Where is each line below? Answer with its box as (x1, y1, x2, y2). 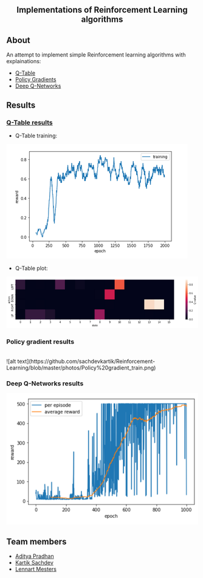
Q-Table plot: (15, 264, 48, 272)
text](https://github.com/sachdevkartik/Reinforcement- (17, 358, 156, 365)
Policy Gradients (15, 76, 57, 83)
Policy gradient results (6, 337, 75, 346)
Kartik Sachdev (15, 559, 53, 566)
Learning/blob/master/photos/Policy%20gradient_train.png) (6, 364, 156, 371)
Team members (6, 536, 67, 546)
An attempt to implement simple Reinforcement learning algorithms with (6, 51, 187, 58)
